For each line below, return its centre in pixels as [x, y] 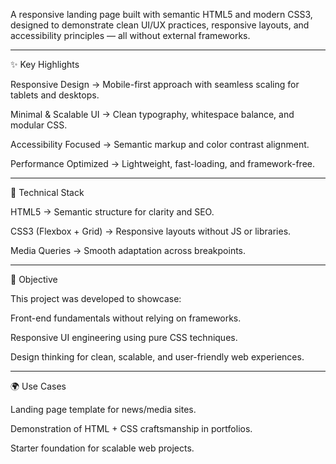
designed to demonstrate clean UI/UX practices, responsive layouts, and [160, 25]
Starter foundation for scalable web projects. [102, 448]
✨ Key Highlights [45, 64]
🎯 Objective [34, 279]
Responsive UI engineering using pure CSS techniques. [124, 337]
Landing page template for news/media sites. [103, 409]
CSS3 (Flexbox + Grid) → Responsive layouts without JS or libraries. [151, 231]
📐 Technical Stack [47, 192]
